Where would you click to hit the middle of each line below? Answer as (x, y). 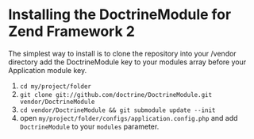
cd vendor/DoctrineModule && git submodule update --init (117, 110)
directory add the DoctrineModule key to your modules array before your (127, 62)
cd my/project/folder (55, 86)
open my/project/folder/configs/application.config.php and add (129, 118)
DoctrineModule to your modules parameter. (89, 126)
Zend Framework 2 (71, 31)
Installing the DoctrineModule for (120, 15)
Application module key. (48, 70)
